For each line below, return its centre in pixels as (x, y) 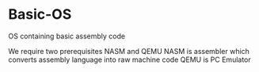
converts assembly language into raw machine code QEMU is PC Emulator (129, 59)
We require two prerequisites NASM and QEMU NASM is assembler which (129, 51)
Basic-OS (40, 14)
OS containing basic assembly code (67, 36)
